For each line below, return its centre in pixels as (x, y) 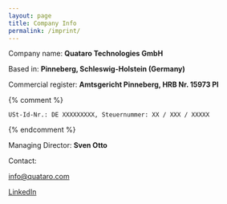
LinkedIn (22, 192)
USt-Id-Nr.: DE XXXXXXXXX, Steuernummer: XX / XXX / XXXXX (109, 115)
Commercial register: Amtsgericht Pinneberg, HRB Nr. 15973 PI (113, 84)
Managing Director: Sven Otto (58, 145)
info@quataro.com (39, 177)
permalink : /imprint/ (45, 31)
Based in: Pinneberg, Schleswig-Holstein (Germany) (97, 69)
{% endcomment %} (42, 130)
